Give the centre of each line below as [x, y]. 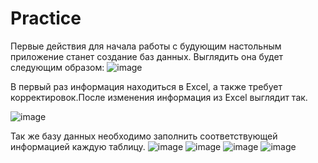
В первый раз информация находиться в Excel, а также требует [146, 86]
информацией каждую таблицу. [78, 146]
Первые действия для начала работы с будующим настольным [146, 46]
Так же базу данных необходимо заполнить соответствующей [144, 136]
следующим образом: [57, 67]
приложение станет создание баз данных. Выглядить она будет [147, 56]
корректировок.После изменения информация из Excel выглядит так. [159, 97]
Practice [46, 18]
